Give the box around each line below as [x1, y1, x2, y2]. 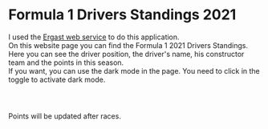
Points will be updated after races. [8, 111, 122, 121]
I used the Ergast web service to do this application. [8, 32, 180, 42]
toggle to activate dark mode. [8, 75, 106, 84]
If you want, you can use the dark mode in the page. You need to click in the [8, 66, 261, 75]
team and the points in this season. [8, 58, 124, 67]
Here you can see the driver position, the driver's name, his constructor [8, 49, 245, 58]
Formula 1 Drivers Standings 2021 [8, 6, 237, 24]
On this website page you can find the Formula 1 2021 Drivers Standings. [8, 40, 249, 50]
